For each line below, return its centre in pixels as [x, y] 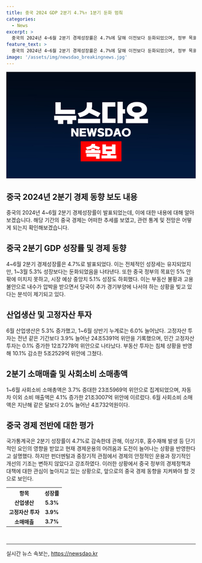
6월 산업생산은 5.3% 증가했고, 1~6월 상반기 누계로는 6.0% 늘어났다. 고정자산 [96, 331]
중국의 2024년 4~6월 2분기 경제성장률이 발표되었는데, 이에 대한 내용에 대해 [95, 213]
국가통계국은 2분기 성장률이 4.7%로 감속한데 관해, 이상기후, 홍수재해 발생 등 [95, 441]
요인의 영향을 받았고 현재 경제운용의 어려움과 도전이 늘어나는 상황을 [96, 449]
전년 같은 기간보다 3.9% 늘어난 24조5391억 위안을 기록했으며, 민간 [95, 338]
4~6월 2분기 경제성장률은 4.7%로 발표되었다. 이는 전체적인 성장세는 [86, 264]
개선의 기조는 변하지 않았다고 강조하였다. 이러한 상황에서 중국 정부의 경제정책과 [99, 464]
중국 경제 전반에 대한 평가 [50, 425]
